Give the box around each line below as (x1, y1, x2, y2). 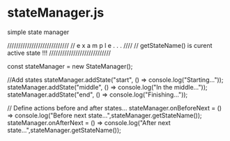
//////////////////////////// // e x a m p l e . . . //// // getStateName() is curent (7, 41, 213, 49)
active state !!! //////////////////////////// (7, 49, 112, 57)
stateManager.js (7, 5, 105, 21)
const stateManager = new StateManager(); (7, 62, 133, 70)
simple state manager (7, 28, 70, 36)
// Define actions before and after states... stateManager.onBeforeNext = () (7, 103, 222, 112)
